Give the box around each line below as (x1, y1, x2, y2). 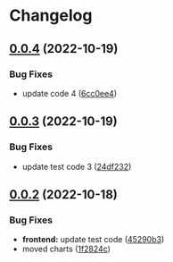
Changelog (9, 5, 93, 26)
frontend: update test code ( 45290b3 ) (21, 234, 165, 245)
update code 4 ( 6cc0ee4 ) (21, 88, 118, 98)
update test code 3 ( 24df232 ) (21, 161, 132, 172)
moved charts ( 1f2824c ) (21, 243, 111, 255)
